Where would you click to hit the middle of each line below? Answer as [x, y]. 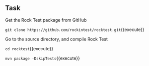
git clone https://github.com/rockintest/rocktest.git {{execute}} [75, 30]
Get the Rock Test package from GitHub [46, 20]
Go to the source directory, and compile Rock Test [57, 39]
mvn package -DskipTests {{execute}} [43, 58]
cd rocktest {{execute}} [29, 48]
